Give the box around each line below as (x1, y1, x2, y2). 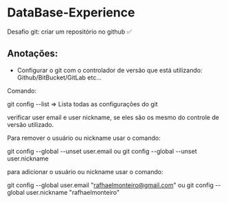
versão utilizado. (7, 120, 54, 128)
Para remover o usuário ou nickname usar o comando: (7, 134, 161, 142)
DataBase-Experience (7, 5, 135, 21)
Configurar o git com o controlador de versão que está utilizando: (16, 66, 203, 74)
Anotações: (7, 48, 58, 60)
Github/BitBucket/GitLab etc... (16, 73, 102, 82)
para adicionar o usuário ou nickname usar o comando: (7, 167, 163, 176)
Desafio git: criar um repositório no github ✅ (7, 27, 133, 36)
